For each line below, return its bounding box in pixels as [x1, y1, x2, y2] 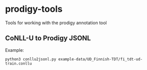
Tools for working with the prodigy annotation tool [5, 20, 107, 26]
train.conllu [5, 61, 32, 66]
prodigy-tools [5, 3, 63, 15]
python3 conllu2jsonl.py [5, 57, 56, 62]
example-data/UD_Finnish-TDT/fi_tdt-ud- [58, 57, 143, 62]
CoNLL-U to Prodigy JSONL [5, 34, 91, 42]
